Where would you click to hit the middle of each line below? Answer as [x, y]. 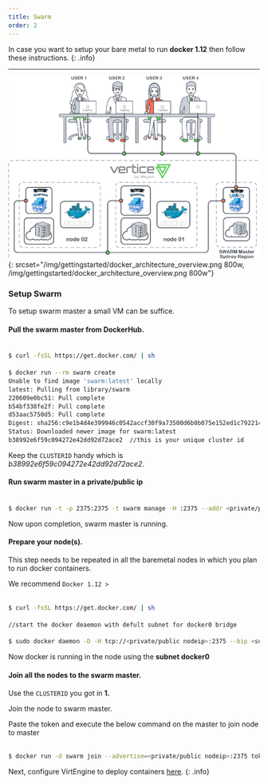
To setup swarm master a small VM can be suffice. [92, 311]
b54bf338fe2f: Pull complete [57, 406]
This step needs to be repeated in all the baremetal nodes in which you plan [133, 560]
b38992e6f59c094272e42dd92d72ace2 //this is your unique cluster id [126, 440]
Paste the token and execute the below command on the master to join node [134, 724]
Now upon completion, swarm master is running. [88, 523]
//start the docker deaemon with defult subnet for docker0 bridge [123, 625]
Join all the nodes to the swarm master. [75, 675]
